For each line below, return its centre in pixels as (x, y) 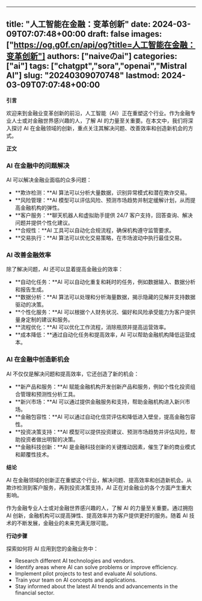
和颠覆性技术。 (33, 454)
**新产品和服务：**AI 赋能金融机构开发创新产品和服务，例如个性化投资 (103, 386)
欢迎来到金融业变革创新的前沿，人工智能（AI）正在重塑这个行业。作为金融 (98, 113)
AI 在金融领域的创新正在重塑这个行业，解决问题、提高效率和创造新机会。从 (99, 480)
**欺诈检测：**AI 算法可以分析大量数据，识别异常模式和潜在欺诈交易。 (103, 193)
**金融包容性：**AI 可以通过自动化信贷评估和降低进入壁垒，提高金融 (100, 417)
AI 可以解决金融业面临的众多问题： (49, 180)
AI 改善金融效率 (29, 255)
